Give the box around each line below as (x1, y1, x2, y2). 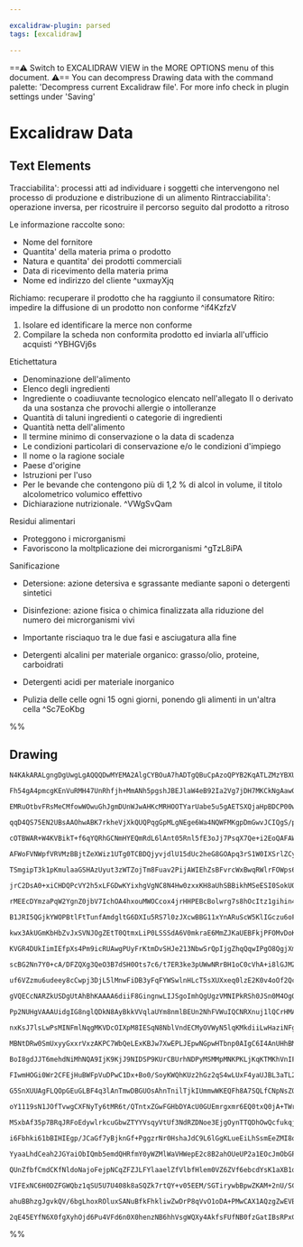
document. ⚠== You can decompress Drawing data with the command (9, 71, 273, 82)
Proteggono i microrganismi (22, 533, 126, 544)
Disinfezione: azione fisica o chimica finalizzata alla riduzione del (22, 605, 264, 615)
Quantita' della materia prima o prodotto (22, 245, 171, 257)
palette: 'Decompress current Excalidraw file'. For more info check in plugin (9, 81, 289, 92)
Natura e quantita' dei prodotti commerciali (22, 255, 182, 266)
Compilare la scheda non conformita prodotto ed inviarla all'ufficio (22, 328, 269, 339)
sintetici (22, 587, 52, 598)
